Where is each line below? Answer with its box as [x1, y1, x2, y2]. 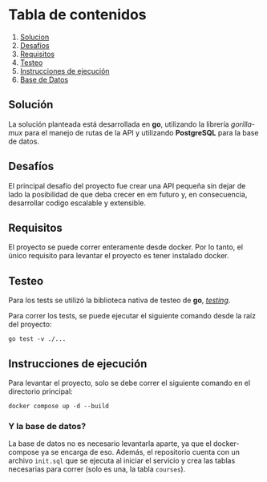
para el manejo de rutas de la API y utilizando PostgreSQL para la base [24, 128, 259, 137]
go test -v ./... [8, 335, 67, 343]
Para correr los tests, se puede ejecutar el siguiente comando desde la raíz [8, 311, 257, 321]
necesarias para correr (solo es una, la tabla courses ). [8, 464, 186, 474]
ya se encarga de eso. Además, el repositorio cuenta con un [41, 448, 241, 457]
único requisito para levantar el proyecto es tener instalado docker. [8, 251, 229, 261]
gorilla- [231, 119, 255, 129]
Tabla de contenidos [8, 6, 147, 24]
